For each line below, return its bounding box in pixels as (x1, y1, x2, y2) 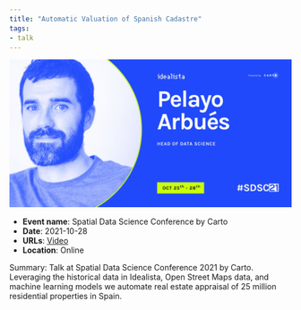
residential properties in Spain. (9, 290, 123, 301)
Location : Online (21, 245, 85, 255)
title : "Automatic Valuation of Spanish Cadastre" (9, 14, 202, 23)
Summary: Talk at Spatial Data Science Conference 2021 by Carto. (9, 262, 254, 272)
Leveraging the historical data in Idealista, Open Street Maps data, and (9, 271, 270, 282)
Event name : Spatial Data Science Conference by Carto (21, 216, 228, 227)
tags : (9, 23, 30, 33)
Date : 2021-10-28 (21, 225, 88, 237)
